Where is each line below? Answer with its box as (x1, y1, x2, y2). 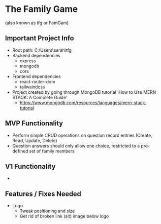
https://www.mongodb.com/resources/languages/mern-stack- (19, 100, 147, 106)
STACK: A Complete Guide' (12, 94, 67, 100)
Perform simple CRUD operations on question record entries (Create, (12, 132, 153, 138)
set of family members (29, 148, 75, 154)
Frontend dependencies (12, 73, 61, 79)
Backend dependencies (12, 52, 61, 58)
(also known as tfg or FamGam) (5, 20, 69, 26)
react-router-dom (19, 78, 56, 84)
